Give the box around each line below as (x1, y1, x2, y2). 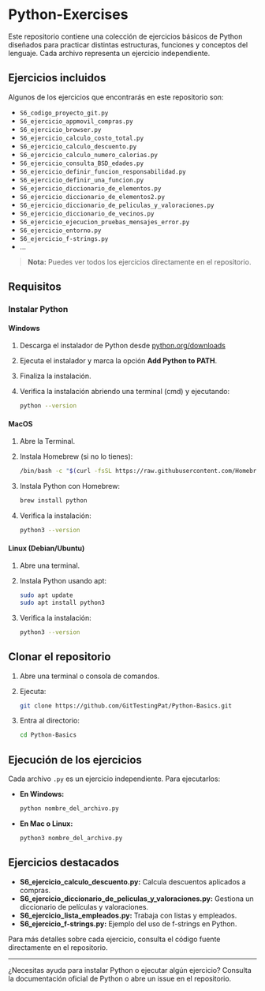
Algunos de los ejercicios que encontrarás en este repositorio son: (8, 92, 224, 102)
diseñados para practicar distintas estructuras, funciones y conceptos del (8, 39, 248, 49)
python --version (19, 402, 77, 410)
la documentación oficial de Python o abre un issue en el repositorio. (8, 974, 232, 983)
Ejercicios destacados (8, 856, 120, 869)
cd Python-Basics (19, 731, 77, 739)
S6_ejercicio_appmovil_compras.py (19, 117, 133, 126)
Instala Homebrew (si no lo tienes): (19, 452, 133, 461)
